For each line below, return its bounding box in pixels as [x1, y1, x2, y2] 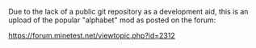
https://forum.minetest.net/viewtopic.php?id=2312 [8, 31, 175, 40]
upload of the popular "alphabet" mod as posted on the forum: [8, 15, 216, 25]
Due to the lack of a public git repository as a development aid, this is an [8, 7, 249, 16]
